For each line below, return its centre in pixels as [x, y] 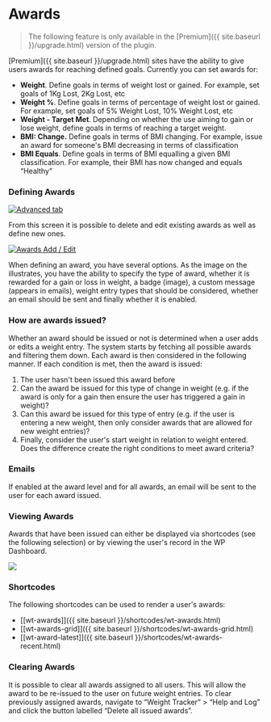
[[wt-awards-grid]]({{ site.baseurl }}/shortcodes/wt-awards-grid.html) [137, 629]
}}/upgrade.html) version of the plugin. [92, 44]
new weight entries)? [55, 431]
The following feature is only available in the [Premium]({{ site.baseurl [144, 36]
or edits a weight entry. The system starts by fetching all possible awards [130, 346]
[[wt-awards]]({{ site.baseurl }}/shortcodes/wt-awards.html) [120, 620]
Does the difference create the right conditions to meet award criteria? [137, 448]
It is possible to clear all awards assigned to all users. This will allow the [127, 685]
